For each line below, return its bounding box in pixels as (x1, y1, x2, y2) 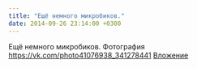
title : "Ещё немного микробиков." (8, 11, 126, 20)
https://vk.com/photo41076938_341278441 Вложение (8, 50, 189, 60)
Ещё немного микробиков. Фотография (8, 41, 146, 51)
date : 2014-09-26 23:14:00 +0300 (8, 19, 122, 28)
